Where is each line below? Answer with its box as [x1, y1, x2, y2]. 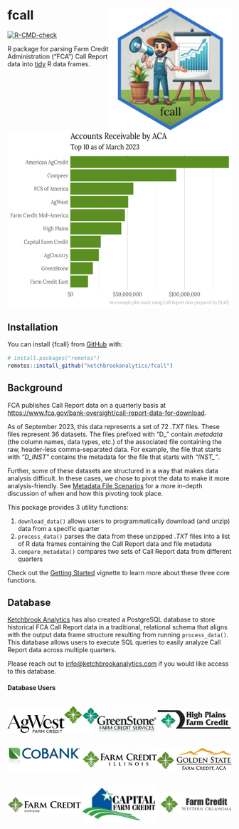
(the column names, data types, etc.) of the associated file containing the [7, 437, 222, 446]
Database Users [7, 683, 56, 691]
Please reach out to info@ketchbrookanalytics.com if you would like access [7, 659, 229, 668]
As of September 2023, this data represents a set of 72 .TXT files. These [7, 422, 221, 431]
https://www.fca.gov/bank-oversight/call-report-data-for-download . [7, 408, 207, 417]
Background [7, 382, 63, 394]
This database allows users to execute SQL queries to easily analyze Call [7, 638, 221, 647]
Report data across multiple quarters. [7, 646, 117, 654]
